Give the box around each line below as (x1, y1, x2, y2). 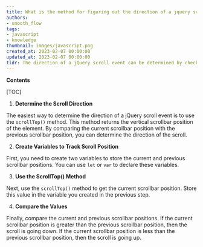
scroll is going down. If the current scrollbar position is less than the (6, 227, 175, 234)
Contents (6, 76, 30, 84)
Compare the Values (14, 203, 68, 210)
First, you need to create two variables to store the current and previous (6, 154, 185, 161)
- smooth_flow (6, 20, 42, 26)
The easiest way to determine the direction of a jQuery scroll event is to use (6, 112, 195, 119)
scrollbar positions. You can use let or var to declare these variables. (6, 161, 179, 168)
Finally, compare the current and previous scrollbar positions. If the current (6, 214, 193, 222)
